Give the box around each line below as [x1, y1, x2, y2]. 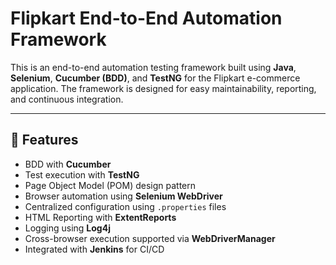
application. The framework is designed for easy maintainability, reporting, [10, 82, 317, 94]
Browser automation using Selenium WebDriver [24, 190, 223, 202]
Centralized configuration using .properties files [24, 200, 227, 212]
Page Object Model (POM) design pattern [24, 179, 197, 191]
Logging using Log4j [24, 222, 111, 234]
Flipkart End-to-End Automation [10, 7, 283, 30]
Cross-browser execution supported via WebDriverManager [24, 232, 276, 244]
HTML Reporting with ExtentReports [24, 211, 177, 223]
